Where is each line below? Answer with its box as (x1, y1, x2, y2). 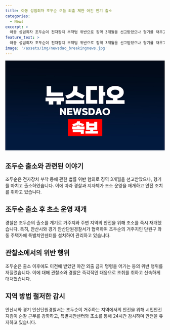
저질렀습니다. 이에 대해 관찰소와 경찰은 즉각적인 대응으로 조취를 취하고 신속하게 (5, 269, 161, 275)
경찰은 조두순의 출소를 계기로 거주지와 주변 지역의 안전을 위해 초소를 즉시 (5, 219, 148, 225)
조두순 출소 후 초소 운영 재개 (5, 205, 87, 214)
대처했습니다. (5, 276, 31, 282)
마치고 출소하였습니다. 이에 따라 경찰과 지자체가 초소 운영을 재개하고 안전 (10, 183, 154, 189)
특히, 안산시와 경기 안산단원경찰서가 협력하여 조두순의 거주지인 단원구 (20, 226, 157, 232)
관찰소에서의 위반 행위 (5, 249, 70, 257)
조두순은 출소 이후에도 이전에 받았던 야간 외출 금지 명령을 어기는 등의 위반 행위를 (5, 263, 163, 269)
